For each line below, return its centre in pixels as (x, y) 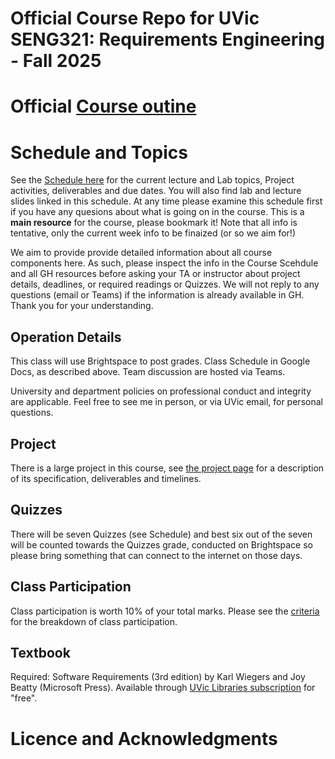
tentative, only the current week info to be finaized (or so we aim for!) (153, 233)
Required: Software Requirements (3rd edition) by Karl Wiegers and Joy (158, 677)
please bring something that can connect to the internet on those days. (156, 555)
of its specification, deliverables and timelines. (106, 478)
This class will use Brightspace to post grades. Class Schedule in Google (160, 361)
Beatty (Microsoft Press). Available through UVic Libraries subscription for (163, 688)
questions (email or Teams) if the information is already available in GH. (157, 295)
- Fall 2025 (56, 61)
